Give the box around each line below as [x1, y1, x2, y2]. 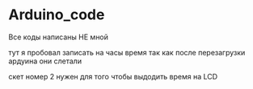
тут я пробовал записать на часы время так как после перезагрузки [8, 47, 246, 57]
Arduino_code [8, 6, 105, 24]
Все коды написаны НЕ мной [8, 32, 109, 42]
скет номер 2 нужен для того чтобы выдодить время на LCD [8, 71, 218, 81]
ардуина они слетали [8, 56, 82, 66]
